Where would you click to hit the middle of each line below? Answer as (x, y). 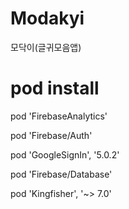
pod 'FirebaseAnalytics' (59, 116)
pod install (55, 88)
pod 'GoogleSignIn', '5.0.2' (65, 154)
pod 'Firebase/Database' (61, 174)
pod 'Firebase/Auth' (51, 135)
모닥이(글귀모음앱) (46, 47)
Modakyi (47, 18)
